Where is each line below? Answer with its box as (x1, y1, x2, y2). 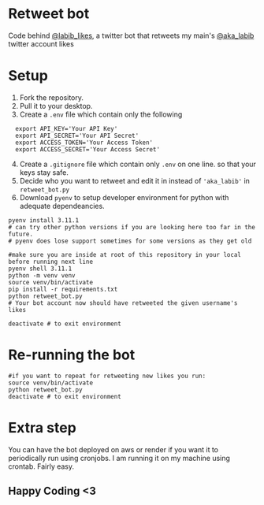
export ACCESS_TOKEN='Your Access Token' (15, 139, 154, 147)
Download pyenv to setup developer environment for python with (19, 192, 229, 202)
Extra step (8, 419, 76, 436)
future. (8, 230, 34, 238)
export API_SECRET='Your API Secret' (15, 132, 139, 139)
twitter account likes (8, 39, 75, 48)
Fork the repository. (19, 92, 84, 102)
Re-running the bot (8, 346, 136, 364)
